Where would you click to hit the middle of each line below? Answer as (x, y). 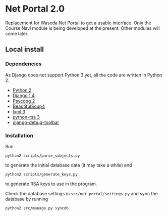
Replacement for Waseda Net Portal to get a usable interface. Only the (78, 23)
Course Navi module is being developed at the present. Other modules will (82, 28)
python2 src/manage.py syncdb (37, 208)
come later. (17, 33)
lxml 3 (19, 111)
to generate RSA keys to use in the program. (51, 184)
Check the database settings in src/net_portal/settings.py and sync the (81, 193)
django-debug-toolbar (36, 122)
